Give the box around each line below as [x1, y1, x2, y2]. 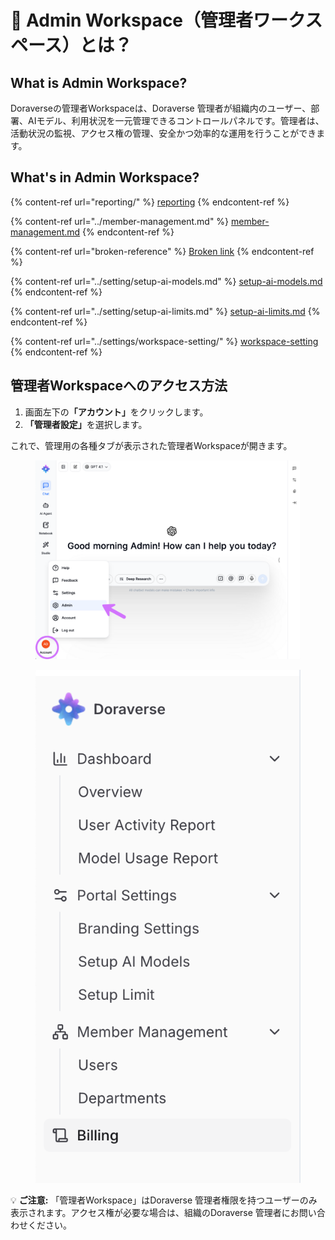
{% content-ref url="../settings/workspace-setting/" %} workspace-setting [10, 335, 319, 347]
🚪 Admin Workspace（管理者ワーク [10, 9, 306, 32]
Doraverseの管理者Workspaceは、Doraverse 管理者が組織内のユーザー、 [10, 102, 312, 114]
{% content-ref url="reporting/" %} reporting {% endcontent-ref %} [10, 196, 290, 208]
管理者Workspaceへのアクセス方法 [10, 377, 228, 395]
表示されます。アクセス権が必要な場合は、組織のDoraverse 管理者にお [10, 1207, 300, 1219]
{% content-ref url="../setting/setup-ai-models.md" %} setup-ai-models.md [10, 275, 323, 287]
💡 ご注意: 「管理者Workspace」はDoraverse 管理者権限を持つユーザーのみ [10, 1194, 318, 1206]
